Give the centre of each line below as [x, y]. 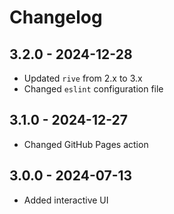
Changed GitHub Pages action [86, 144]
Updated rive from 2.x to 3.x [83, 78]
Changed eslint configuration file [93, 89]
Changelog [56, 17]
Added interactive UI [66, 200]
